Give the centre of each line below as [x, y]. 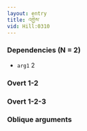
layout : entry [27, 13]
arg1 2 [26, 65]
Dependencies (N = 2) [44, 50]
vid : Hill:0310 [29, 26]
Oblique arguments [40, 119]
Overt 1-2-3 [27, 102]
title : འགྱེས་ [23, 20]
